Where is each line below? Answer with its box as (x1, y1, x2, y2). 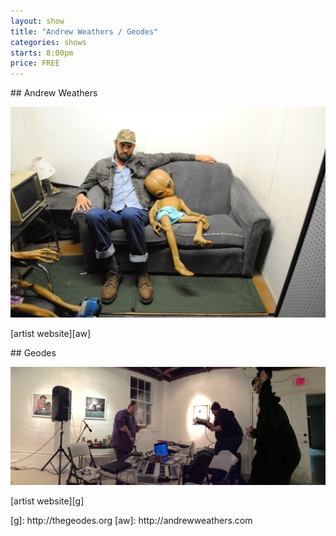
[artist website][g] (10, 495, 85, 507)
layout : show (10, 16, 65, 26)
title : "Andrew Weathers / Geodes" (10, 26, 159, 37)
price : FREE (10, 58, 60, 69)
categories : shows (10, 37, 87, 47)
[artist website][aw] (10, 328, 92, 340)
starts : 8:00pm (10, 48, 74, 58)
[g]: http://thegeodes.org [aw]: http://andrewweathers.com (10, 515, 253, 527)
